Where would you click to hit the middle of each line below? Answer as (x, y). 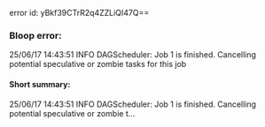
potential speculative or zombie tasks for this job (98, 64)
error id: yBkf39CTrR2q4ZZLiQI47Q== (79, 13)
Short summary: (40, 84)
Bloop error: (35, 35)
